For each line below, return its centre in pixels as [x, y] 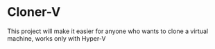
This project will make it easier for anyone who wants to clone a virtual [108, 31]
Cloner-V [34, 12]
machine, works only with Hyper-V [57, 38]
